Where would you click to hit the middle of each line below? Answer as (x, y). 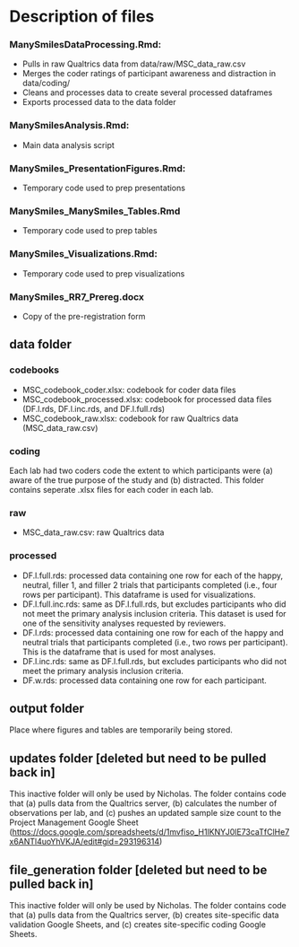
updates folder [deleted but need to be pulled (138, 758)
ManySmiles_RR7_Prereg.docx (77, 296)
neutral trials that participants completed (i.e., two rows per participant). (155, 642)
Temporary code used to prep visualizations (103, 273)
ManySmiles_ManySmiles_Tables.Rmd (95, 211)
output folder (47, 708)
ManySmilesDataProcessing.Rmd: (85, 45)
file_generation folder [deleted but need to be (138, 869)
